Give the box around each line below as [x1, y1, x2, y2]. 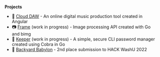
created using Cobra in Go [11, 41, 65, 47]
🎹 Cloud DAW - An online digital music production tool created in [11, 13, 143, 19]
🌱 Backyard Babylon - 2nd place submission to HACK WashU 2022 [11, 46, 147, 52]
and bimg [11, 31, 31, 37]
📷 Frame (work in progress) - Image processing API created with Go [11, 24, 151, 30]
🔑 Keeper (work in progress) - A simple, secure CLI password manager [11, 36, 155, 42]
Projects [4, 4, 23, 10]
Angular [11, 19, 28, 24]
